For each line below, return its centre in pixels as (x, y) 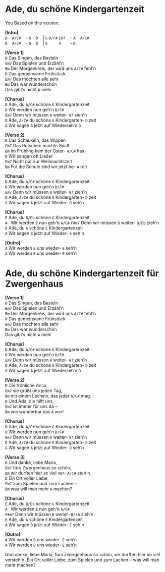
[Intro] (12, 32)
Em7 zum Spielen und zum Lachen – (41, 483)
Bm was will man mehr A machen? (39, 489)
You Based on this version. (32, 23)
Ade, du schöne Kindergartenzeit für (82, 273)
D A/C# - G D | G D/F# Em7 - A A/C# (47, 38)
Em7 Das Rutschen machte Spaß (37, 145)
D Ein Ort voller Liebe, (27, 478)
